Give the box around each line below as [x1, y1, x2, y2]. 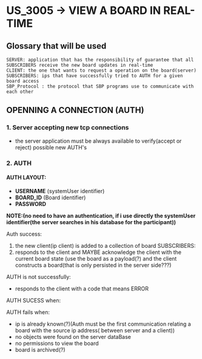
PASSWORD [15, 200, 47, 207]
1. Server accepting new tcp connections [6, 123, 129, 132]
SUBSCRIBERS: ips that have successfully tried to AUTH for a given [6, 73, 183, 79]
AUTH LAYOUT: [6, 174, 47, 181]
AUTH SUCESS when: [6, 296, 61, 304]
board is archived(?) [15, 346, 66, 353]
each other [6, 89, 34, 95]
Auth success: [6, 230, 42, 238]
